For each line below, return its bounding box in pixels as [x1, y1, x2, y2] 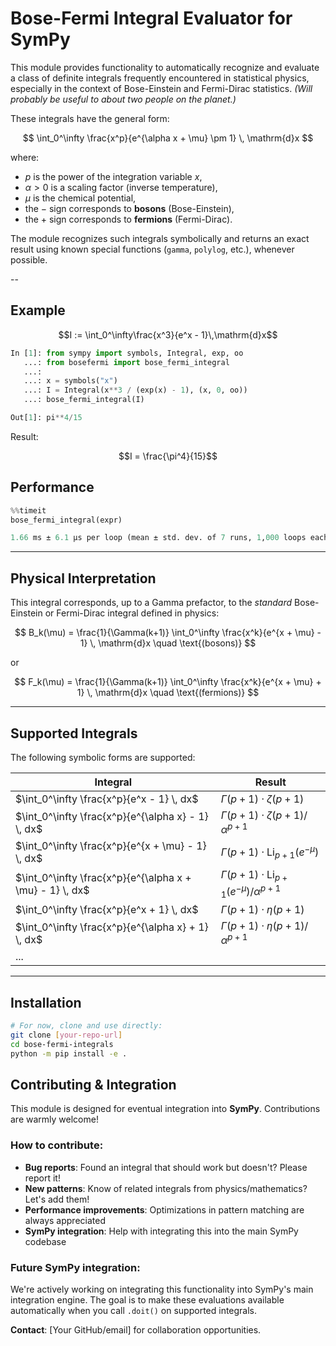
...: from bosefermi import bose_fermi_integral [23, 357, 230, 367]
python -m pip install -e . [10, 1048, 128, 1059]
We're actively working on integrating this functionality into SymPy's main [10, 1283, 314, 1296]
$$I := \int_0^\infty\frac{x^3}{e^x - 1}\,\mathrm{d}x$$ [58, 328, 278, 341]
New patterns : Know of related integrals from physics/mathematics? [24, 1182, 308, 1194]
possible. [10, 253, 48, 266]
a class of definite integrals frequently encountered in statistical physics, [10, 72, 310, 84]
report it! [24, 1172, 61, 1184]
